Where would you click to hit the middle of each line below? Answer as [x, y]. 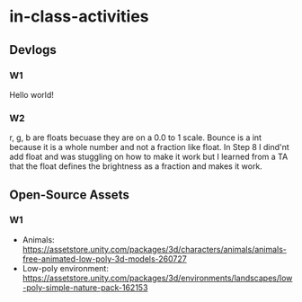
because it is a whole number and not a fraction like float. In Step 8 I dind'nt [149, 147]
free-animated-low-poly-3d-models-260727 [104, 259]
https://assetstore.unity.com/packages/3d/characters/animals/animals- [155, 249]
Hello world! [31, 94]
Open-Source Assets [70, 195]
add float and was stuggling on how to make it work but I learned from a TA [149, 157]
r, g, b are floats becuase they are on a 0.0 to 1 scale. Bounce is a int [136, 138]
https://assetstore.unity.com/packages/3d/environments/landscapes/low [157, 278]
